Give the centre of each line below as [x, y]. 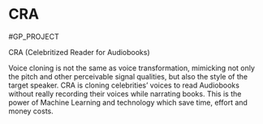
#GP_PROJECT [34, 36]
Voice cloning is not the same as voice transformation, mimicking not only [132, 68]
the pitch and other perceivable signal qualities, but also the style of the [128, 76]
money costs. [31, 111]
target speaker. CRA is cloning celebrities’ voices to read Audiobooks [124, 85]
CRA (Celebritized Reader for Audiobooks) [79, 52]
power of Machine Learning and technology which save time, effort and [128, 102]
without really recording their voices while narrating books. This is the [125, 93]
